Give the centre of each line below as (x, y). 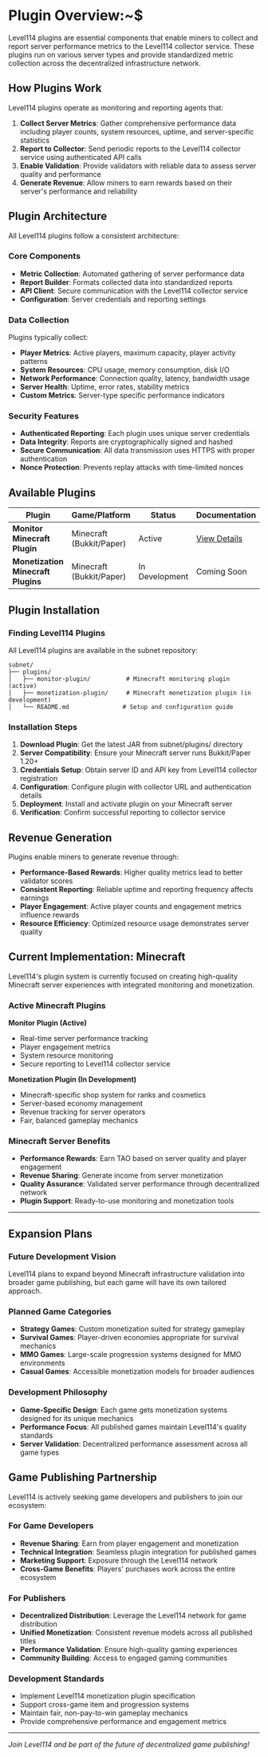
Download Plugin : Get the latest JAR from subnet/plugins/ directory (131, 744)
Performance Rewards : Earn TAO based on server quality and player (133, 1159)
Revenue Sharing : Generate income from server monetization (121, 1175)
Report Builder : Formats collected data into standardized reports (126, 282)
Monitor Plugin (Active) (48, 1023)
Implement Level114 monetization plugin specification (107, 1696)
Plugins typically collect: (48, 338)
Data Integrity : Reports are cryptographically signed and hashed (126, 442)
